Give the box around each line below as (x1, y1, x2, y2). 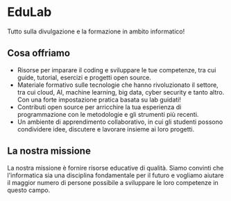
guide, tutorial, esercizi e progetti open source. (17, 73, 151, 81)
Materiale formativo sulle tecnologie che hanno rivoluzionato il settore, (17, 81, 219, 89)
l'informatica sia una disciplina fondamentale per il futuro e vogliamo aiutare (7, 171, 224, 179)
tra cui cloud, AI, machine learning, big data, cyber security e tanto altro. (17, 88, 225, 96)
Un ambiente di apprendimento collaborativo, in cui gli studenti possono (17, 118, 223, 126)
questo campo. (7, 186, 51, 194)
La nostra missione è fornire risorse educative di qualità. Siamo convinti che (7, 163, 224, 172)
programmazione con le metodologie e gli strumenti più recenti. (17, 110, 199, 118)
